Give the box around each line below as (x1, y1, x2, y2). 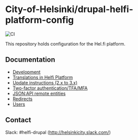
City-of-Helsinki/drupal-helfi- (5, 4, 133, 15)
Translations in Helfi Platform (12, 74, 73, 80)
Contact (5, 116, 31, 124)
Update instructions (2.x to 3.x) (12, 79, 78, 85)
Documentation (5, 56, 56, 64)
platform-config (5, 14, 74, 26)
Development (12, 69, 41, 75)
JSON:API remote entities (12, 90, 66, 97)
